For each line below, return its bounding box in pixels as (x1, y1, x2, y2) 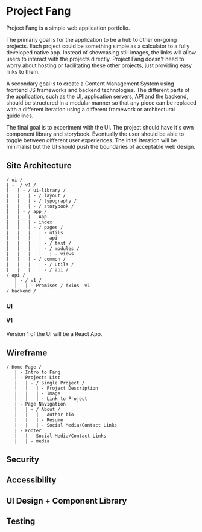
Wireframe (6, 348, 48, 358)
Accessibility (6, 475, 57, 485)
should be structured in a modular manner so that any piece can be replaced (6, 99, 197, 107)
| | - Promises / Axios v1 (14, 283, 90, 289)
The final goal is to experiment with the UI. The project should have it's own (6, 123, 194, 131)
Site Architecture (6, 160, 72, 171)
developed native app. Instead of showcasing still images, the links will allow (6, 48, 197, 56)
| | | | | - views (6, 251, 74, 257)
